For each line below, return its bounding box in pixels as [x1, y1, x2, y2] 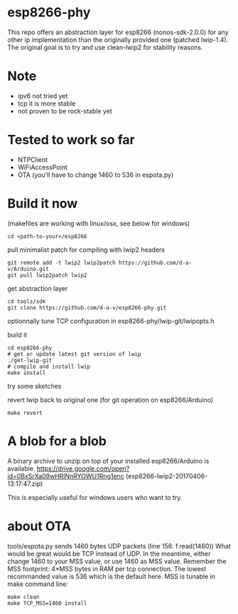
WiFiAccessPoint [17, 163, 67, 171]
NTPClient [17, 155, 48, 164]
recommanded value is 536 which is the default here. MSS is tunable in [7, 572, 215, 580]
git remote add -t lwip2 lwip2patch [7, 259, 116, 266]
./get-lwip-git [7, 357, 53, 364]
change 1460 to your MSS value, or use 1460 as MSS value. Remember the [7, 557, 227, 566]
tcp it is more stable [17, 99, 76, 108]
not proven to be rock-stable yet [17, 106, 112, 115]
